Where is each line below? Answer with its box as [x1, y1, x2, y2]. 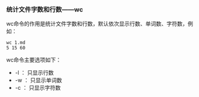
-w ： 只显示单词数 [14, 77, 62, 84]
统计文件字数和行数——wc [6, 5, 83, 13]
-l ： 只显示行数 [14, 69, 54, 77]
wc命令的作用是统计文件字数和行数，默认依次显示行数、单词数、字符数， [6, 20, 188, 28]
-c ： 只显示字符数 [14, 84, 62, 92]
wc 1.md [6, 40, 26, 46]
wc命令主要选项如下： [6, 56, 62, 64]
